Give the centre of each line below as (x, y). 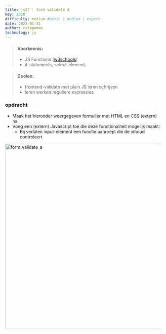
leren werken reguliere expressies (59, 92)
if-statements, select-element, (55, 65)
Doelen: (25, 76)
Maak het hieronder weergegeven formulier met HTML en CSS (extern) (84, 116)
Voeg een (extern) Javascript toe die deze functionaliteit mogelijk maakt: (86, 126)
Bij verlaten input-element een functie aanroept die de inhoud (82, 131)
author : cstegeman (24, 28)
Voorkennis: (30, 48)
